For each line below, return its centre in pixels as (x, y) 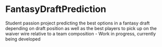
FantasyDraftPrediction (56, 9)
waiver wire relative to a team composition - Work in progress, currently (81, 33)
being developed (23, 39)
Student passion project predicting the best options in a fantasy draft (77, 23)
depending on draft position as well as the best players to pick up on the (81, 28)
